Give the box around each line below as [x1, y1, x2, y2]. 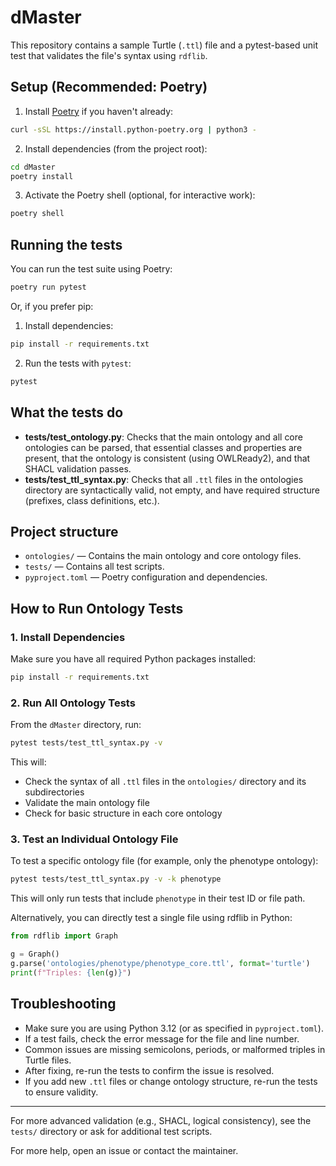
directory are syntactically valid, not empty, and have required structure [24, 484, 320, 496]
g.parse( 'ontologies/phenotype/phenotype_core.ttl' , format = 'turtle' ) [10, 958, 311, 968]
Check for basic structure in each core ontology [24, 807, 223, 820]
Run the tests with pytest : [24, 357, 132, 369]
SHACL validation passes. [24, 462, 132, 475]
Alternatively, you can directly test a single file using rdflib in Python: [10, 912, 293, 924]
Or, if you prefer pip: [10, 300, 94, 312]
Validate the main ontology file [24, 797, 150, 809]
